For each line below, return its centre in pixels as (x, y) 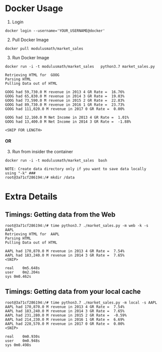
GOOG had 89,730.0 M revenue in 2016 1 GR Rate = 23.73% (65, 105)
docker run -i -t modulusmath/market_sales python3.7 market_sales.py (80, 66)
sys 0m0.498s (18, 345)
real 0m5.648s (23, 268)
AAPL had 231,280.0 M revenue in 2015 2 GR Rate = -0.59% (66, 315)
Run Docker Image (31, 57)
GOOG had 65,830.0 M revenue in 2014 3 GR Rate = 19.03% (65, 96)
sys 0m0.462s (18, 277)
